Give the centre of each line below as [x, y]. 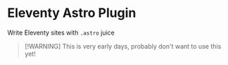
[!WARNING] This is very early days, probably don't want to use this [123, 46]
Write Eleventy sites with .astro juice [61, 32]
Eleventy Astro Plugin [72, 13]
